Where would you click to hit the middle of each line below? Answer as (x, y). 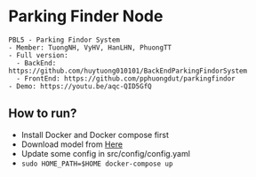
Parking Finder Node (86, 16)
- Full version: (38, 55)
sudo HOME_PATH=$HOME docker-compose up (97, 164)
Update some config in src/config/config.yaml (105, 153)
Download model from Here (72, 144)
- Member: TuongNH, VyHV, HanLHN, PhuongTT (90, 47)
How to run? (43, 114)
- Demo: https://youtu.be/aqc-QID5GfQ (80, 86)
